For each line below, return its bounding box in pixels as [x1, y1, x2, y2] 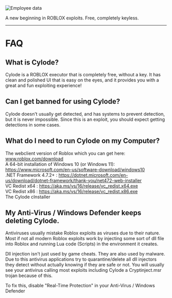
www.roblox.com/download [5, 156, 64, 162]
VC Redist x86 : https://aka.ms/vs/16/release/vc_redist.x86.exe [5, 188, 138, 194]
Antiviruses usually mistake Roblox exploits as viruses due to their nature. [5, 230, 160, 236]
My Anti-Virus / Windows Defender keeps [5, 208, 142, 217]
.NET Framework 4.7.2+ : [5, 172, 58, 178]
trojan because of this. [5, 272, 53, 279]
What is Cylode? [5, 58, 59, 67]
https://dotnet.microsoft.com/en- [58, 172, 128, 178]
